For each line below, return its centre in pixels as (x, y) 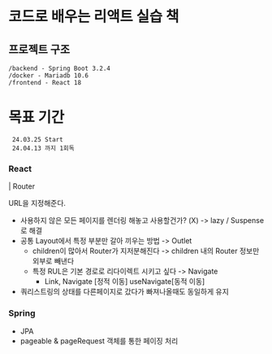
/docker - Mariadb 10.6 (49, 76)
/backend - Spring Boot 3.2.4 (60, 68)
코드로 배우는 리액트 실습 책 (94, 17)
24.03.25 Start (37, 139)
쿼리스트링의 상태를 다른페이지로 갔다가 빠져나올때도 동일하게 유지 (124, 292)
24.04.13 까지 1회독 (43, 148)
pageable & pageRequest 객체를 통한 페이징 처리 (99, 341)
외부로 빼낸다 (53, 261)
